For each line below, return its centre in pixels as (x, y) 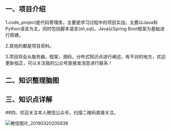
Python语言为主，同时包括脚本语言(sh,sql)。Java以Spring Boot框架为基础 (83, 28)
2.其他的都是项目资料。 (30, 46)
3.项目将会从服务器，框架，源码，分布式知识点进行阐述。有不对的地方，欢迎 (86, 56)
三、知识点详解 (29, 99)
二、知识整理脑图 (32, 80)
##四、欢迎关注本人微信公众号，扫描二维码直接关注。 (62, 113)
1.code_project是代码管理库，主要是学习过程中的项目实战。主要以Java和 (82, 22)
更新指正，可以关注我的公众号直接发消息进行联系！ (59, 63)
